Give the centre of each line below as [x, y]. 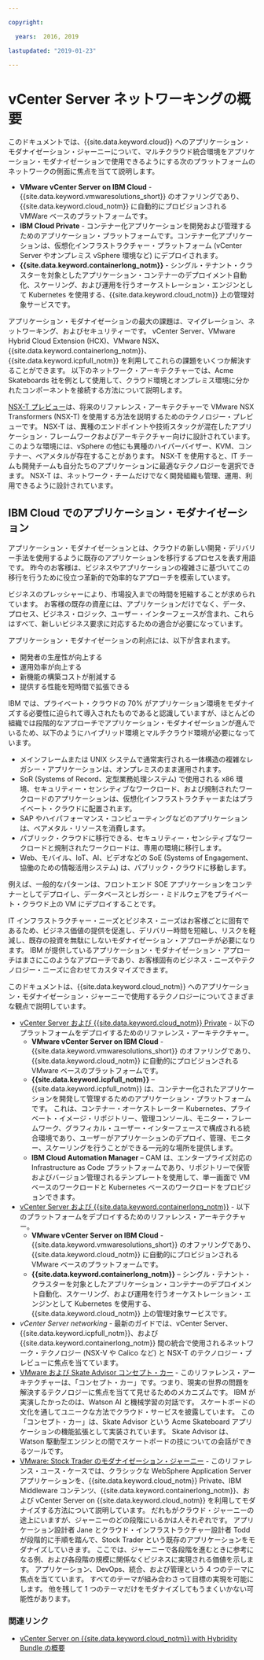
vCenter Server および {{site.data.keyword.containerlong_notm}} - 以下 [135, 1207]
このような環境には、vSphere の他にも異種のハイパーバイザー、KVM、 [123, 446]
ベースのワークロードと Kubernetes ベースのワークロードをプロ [134, 1187]
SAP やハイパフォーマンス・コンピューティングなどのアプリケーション [134, 818]
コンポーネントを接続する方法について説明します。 [104, 390]
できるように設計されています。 [66, 485]
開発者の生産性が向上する [61, 657]
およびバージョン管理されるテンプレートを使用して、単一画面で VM [141, 1178]
